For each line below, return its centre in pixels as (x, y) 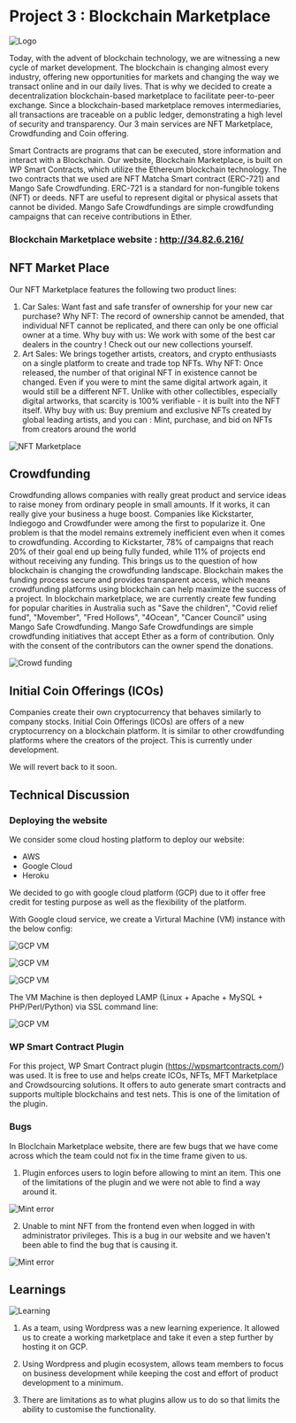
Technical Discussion (69, 795)
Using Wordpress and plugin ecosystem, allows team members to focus (153, 1364)
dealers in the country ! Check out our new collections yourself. (137, 344)
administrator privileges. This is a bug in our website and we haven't (146, 1235)
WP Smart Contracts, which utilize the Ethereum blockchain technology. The (148, 169)
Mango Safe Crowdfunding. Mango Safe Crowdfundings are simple (131, 627)
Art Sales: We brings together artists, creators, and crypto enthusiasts (149, 354)
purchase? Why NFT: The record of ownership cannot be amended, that (153, 315)
